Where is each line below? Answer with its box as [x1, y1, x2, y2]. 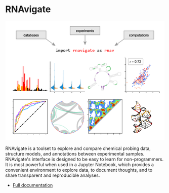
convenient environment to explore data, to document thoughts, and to [5, 167, 153, 173]
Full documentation [12, 182, 53, 188]
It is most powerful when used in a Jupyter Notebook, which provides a [5, 161, 154, 168]
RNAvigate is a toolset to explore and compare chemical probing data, [5, 145, 151, 151]
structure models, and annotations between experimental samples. [5, 150, 145, 157]
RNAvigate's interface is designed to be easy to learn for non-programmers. [5, 156, 164, 162]
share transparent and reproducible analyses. [5, 172, 100, 178]
